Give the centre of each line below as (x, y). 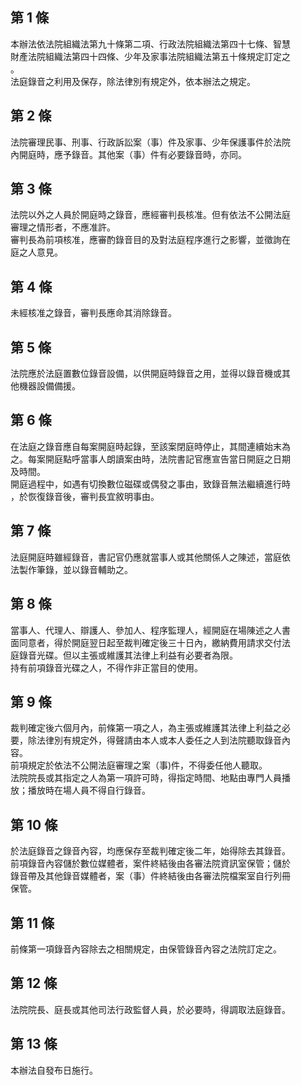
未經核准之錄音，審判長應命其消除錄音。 (93, 313)
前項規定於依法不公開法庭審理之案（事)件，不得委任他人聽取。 (139, 765)
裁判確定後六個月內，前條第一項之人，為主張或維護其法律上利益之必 (150, 728)
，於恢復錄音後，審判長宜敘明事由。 (85, 496)
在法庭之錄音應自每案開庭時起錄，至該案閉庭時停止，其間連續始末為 (150, 446)
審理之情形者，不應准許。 (63, 227)
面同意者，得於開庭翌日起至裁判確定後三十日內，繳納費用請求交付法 (150, 642)
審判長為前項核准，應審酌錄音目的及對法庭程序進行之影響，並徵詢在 (150, 240)
